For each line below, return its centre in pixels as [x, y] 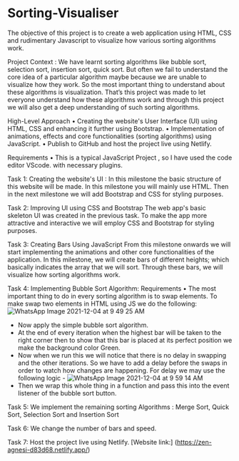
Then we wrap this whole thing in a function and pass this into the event [123, 385]
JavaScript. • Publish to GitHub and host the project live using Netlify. [110, 143]
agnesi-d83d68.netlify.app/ [47, 450]
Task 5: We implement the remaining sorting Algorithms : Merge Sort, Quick [118, 407]
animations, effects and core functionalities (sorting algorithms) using [110, 136]
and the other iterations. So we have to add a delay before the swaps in [122, 363]
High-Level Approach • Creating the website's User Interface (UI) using [112, 121]
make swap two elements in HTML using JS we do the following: [102, 304]
